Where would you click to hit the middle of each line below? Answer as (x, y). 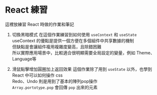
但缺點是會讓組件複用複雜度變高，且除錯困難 (57, 47)
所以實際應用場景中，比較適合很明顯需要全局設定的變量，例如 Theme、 (83, 53)
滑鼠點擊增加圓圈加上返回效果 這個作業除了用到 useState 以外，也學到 (82, 69)
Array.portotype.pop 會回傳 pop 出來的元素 (55, 87)
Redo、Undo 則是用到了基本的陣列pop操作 (55, 81)
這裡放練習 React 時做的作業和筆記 (39, 24)
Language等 (24, 59)
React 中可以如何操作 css (37, 75)
